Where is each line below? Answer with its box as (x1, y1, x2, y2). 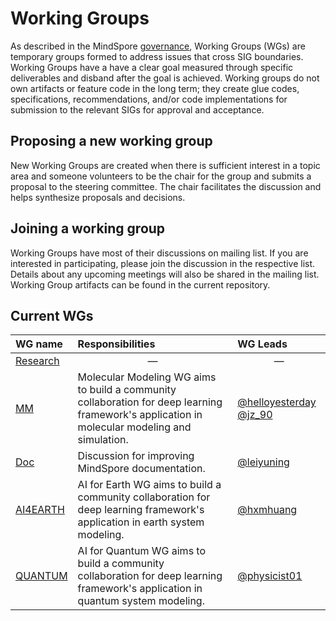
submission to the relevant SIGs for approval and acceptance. (10, 103, 265, 116)
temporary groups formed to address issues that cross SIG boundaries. (10, 50, 304, 62)
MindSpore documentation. (77, 462, 206, 476)
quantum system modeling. (77, 594, 205, 608)
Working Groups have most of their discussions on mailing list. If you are (10, 247, 309, 259)
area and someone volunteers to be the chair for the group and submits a (10, 170, 312, 182)
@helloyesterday (237, 395, 317, 409)
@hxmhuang (237, 503, 298, 517)
